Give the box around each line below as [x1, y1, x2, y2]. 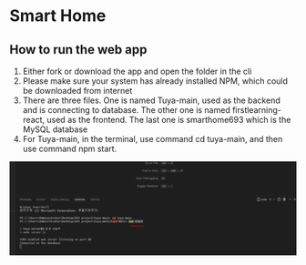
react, [22, 115, 46, 125]
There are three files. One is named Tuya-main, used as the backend [22, 95, 280, 106]
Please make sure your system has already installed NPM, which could [22, 76, 289, 87]
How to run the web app [9, 42, 148, 57]
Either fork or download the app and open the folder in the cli [22, 66, 252, 76]
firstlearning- [231, 105, 282, 115]
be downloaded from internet [22, 86, 133, 96]
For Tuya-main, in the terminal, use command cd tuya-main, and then [22, 134, 283, 144]
